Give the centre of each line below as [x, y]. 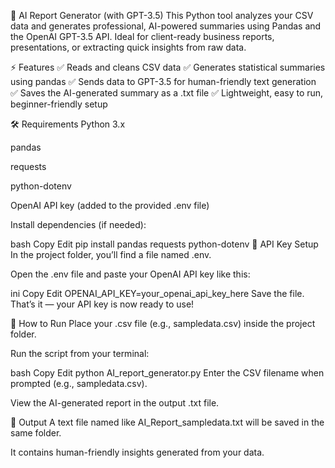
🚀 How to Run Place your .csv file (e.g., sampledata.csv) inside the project [163, 323]
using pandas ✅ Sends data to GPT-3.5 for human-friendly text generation [163, 81]
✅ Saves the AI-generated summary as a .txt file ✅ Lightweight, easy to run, [167, 93]
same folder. [36, 433]
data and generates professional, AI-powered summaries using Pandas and [166, 26]
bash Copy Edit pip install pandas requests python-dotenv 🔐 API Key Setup [164, 244]
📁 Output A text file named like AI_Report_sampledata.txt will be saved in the [167, 422]
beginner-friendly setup [59, 104]
